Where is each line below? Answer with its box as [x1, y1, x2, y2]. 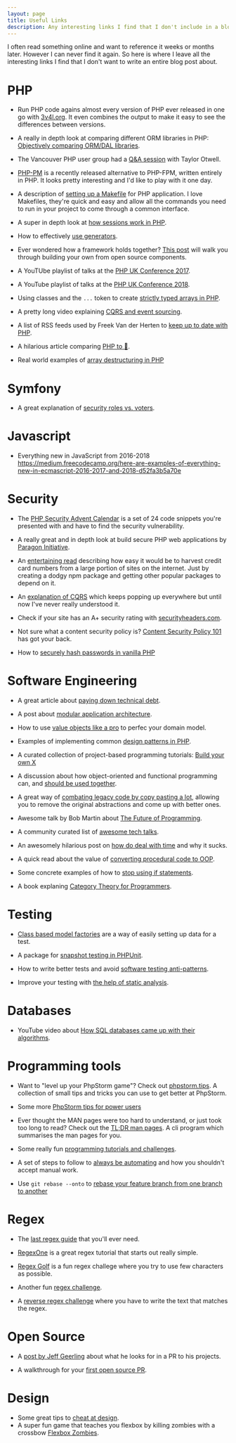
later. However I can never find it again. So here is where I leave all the [7, 50, 211, 58]
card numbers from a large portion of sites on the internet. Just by [17, 564, 209, 573]
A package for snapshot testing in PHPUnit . [17, 951, 143, 959]
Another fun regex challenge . [17, 1283, 103, 1291]
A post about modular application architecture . [17, 710, 152, 718]
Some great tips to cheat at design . [17, 1413, 119, 1422]
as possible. [17, 1269, 53, 1278]
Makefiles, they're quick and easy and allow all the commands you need [17, 198, 226, 206]
